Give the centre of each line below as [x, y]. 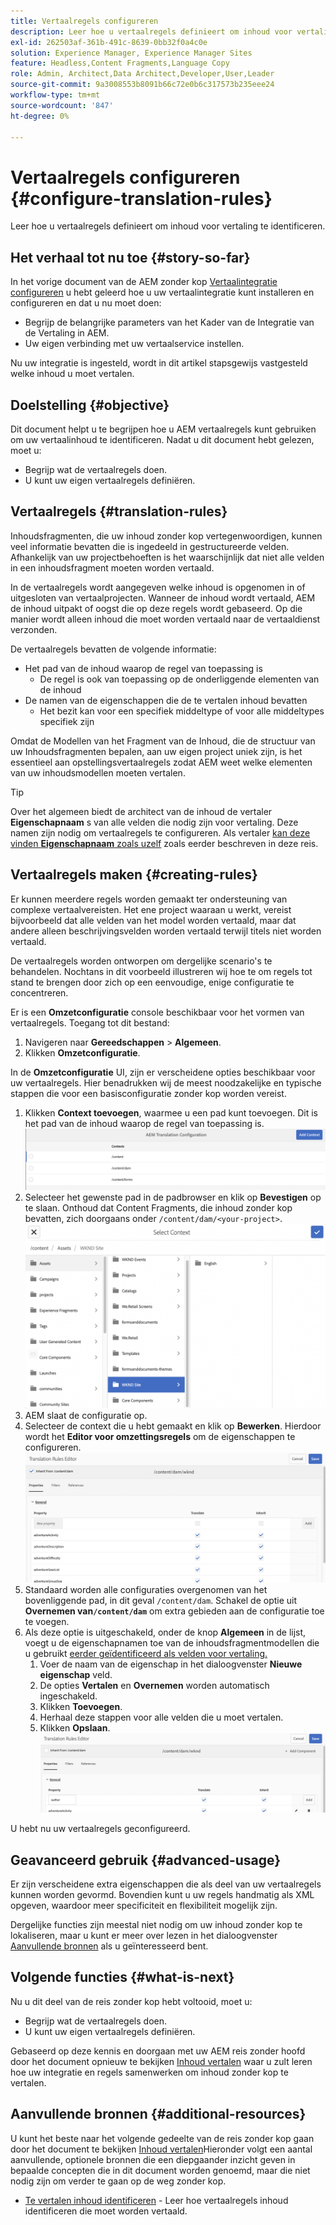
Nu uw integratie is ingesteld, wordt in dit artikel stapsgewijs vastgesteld [159, 363]
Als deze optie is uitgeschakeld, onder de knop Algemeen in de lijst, [165, 1632]
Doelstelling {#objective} [90, 405]
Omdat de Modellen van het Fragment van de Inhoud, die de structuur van [163, 741]
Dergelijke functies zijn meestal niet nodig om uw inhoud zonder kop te [156, 1925]
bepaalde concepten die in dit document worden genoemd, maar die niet [160, 2170]
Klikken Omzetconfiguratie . [82, 1052]
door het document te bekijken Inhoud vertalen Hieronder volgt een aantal [161, 2149]
